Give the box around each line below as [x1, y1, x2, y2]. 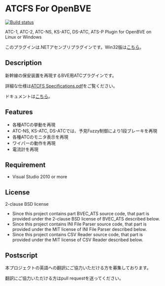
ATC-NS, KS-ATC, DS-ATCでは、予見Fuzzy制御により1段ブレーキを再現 [12, 127, 158, 133]
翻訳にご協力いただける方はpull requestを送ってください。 [5, 275, 124, 281]
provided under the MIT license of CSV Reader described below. [12, 237, 143, 243]
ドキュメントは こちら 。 [5, 93, 53, 99]
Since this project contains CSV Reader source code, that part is [12, 232, 143, 238]
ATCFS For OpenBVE [5, 3, 91, 14]
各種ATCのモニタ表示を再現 [12, 134, 69, 140]
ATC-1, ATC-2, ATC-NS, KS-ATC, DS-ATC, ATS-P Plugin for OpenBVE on [5, 29, 152, 34]
